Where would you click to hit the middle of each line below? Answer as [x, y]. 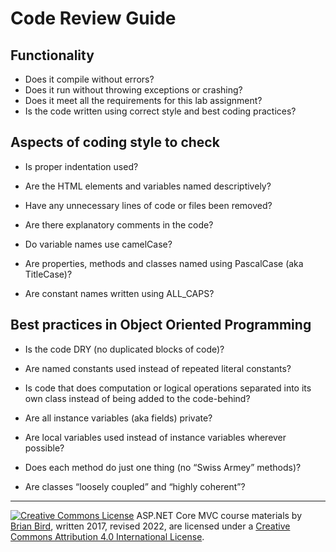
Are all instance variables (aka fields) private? [118, 418]
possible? [44, 448]
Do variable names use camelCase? [98, 244]
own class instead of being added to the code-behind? [137, 398]
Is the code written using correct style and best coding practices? [160, 111]
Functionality [52, 55]
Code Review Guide [93, 18]
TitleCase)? [48, 274]
